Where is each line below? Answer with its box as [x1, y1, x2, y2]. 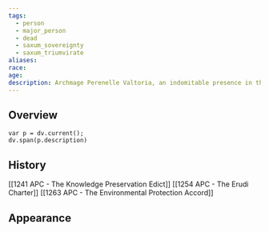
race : [8, 64, 26, 72]
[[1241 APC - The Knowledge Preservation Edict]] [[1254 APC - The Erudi [8, 179, 250, 189]
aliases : [8, 57, 38, 65]
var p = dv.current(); [8, 130, 84, 138]
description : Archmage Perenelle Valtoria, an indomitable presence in [8, 78, 252, 86]
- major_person [15, 26, 66, 34]
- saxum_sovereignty [15, 42, 84, 50]
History [8, 158, 46, 172]
